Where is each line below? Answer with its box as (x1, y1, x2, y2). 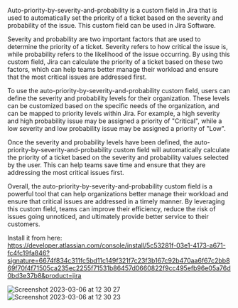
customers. (7, 220, 40, 228)
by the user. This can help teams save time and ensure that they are (7, 161, 206, 169)
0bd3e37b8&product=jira (7, 272, 82, 280)
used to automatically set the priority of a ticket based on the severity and (7, 14, 224, 22)
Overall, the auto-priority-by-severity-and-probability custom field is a (7, 182, 213, 191)
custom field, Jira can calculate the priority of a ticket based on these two (7, 58, 224, 66)
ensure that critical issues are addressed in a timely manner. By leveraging (7, 197, 225, 206)
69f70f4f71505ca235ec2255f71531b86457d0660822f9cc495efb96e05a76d (7, 264, 231, 272)
